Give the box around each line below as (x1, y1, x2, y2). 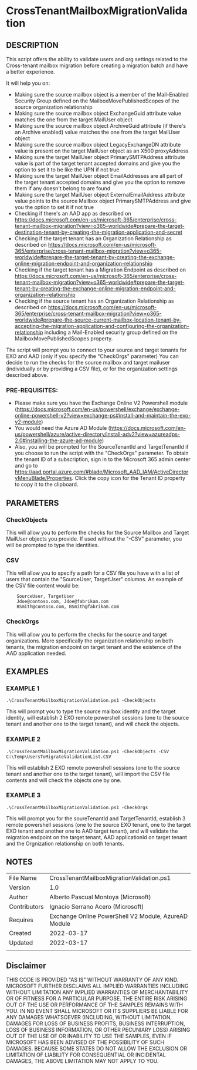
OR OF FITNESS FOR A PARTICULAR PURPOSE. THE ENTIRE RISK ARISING (6, 995, 188, 1002)
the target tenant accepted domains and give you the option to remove (14, 178, 186, 185)
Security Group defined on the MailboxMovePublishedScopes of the (14, 97, 180, 104)
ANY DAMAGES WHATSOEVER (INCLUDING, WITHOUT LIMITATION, (6, 1014, 172, 1021)
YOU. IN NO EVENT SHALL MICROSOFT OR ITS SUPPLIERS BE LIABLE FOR (6, 1008, 189, 1015)
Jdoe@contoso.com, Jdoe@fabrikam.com (16, 599, 109, 605)
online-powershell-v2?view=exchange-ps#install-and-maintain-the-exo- (14, 412, 191, 419)
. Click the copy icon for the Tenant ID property (72, 475, 186, 482)
